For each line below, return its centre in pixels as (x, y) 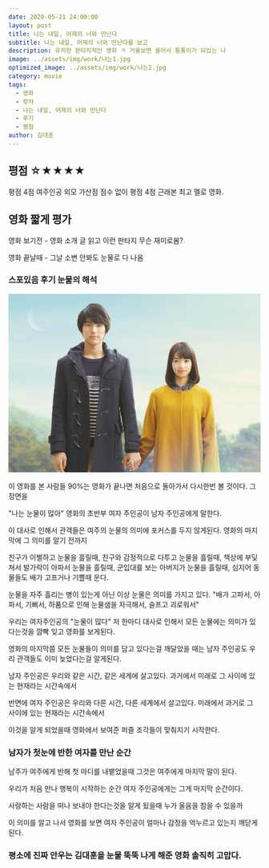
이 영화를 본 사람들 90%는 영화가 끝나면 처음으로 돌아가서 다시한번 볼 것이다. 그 (132, 486)
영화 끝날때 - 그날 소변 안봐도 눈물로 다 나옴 (76, 258)
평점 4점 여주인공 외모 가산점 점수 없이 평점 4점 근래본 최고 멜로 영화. (116, 192)
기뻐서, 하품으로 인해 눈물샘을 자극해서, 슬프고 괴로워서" (112, 605)
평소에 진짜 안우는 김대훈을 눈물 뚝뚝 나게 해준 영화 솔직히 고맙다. (125, 856)
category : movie (35, 76)
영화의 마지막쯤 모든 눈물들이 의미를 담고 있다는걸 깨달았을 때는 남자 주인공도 (128, 649)
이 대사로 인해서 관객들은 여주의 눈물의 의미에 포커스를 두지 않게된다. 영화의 (126, 530)
